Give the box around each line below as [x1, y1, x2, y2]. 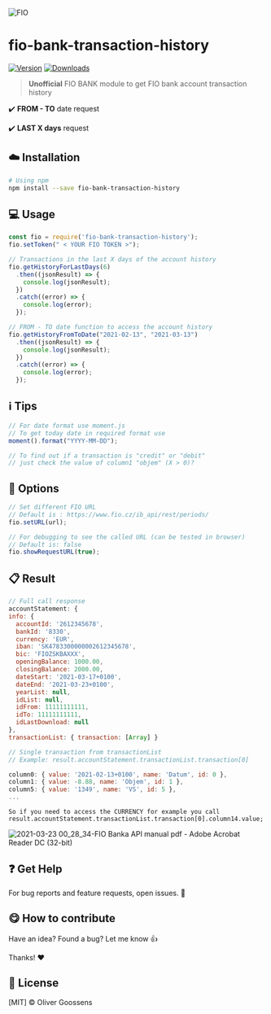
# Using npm [8, 176, 49, 185]
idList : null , [15, 696, 63, 704]
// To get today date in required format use [8, 429, 165, 437]
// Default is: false [8, 540, 82, 549]
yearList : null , [15, 688, 71, 696]
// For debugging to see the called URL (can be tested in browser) [8, 533, 246, 541]
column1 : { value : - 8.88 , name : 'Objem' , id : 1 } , [8, 778, 184, 786]
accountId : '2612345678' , [15, 619, 104, 628]
